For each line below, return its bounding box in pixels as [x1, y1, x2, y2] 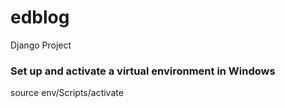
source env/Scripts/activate [10, 87, 124, 99]
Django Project [10, 39, 72, 51]
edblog [10, 6, 70, 29]
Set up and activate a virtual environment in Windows [10, 64, 276, 78]
